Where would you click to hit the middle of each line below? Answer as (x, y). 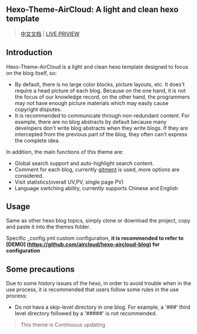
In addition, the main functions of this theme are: (65, 151)
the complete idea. (37, 140)
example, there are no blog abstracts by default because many (91, 122)
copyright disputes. (38, 109)
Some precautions (40, 269)
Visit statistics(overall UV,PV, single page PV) (69, 182)
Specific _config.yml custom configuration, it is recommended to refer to (95, 238)
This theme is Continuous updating (63, 325)
